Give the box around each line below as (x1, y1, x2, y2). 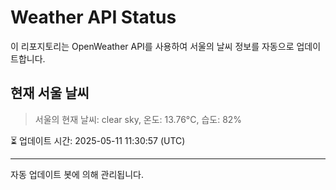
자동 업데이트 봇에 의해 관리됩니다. (10, 168, 144, 180)
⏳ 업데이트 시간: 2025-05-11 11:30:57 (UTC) (10, 134, 186, 146)
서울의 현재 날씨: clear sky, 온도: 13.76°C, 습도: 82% (34, 113, 243, 125)
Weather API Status (10, 6, 177, 29)
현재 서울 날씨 (10, 85, 90, 102)
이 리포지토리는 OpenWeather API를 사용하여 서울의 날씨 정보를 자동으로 (10, 40, 295, 52)
